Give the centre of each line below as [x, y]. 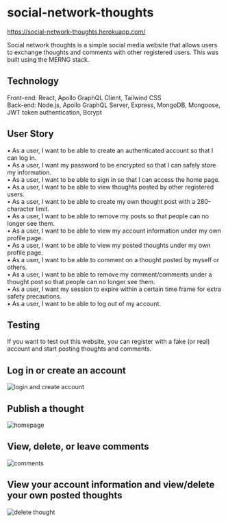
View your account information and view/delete [111, 485]
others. [17, 267]
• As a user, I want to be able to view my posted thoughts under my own [109, 245]
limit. [43, 209]
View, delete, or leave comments [78, 446]
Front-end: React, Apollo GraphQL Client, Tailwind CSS [84, 97]
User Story [30, 134]
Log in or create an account [67, 370]
